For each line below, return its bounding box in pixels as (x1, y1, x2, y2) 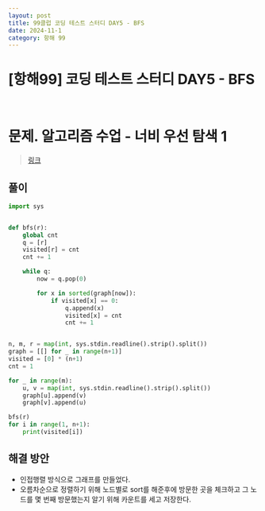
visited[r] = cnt (22, 246, 80, 254)
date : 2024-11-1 (8, 26, 62, 34)
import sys (8, 202, 44, 211)
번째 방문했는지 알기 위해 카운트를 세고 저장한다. (43, 494, 192, 504)
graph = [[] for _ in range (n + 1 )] (8, 347, 123, 356)
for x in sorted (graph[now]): (36, 289, 136, 297)
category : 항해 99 (8, 33, 66, 42)
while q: (22, 268, 52, 276)
